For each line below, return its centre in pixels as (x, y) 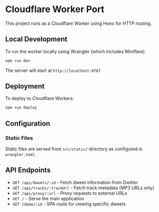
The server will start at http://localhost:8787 (53, 70)
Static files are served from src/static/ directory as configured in (74, 149)
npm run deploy (21, 108)
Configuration (28, 123)
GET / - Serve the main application (48, 198)
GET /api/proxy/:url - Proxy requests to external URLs (70, 193)
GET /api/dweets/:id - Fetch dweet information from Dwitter (75, 182)
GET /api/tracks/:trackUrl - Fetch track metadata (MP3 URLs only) (83, 188)
